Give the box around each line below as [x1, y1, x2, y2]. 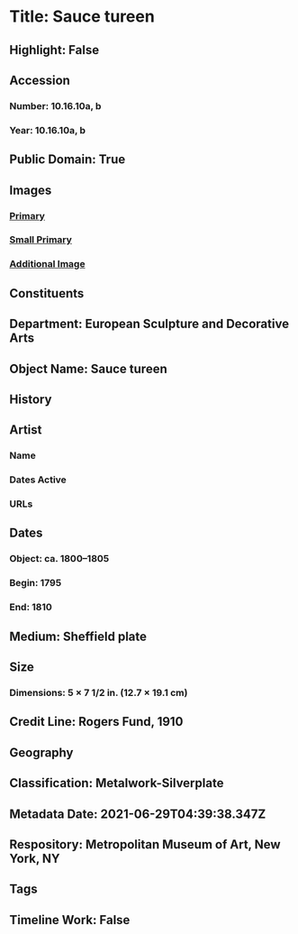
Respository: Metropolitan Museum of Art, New [9, 837, 281, 852]
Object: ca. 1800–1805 [9, 553, 110, 565]
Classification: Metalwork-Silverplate [9, 775, 224, 791]
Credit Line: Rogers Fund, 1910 [9, 714, 184, 729]
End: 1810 [9, 601, 52, 614]
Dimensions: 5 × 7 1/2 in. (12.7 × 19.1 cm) [9, 686, 188, 699]
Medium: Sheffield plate [9, 628, 147, 644]
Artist [9, 422, 42, 438]
